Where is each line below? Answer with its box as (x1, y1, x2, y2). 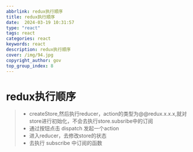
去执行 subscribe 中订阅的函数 (29, 140, 102, 147)
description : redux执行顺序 (6, 47, 71, 53)
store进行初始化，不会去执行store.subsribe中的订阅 (29, 118, 153, 125)
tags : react (6, 30, 35, 36)
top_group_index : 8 (6, 63, 54, 69)
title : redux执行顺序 (6, 14, 56, 20)
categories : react (6, 36, 51, 42)
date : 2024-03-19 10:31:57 (6, 19, 75, 25)
